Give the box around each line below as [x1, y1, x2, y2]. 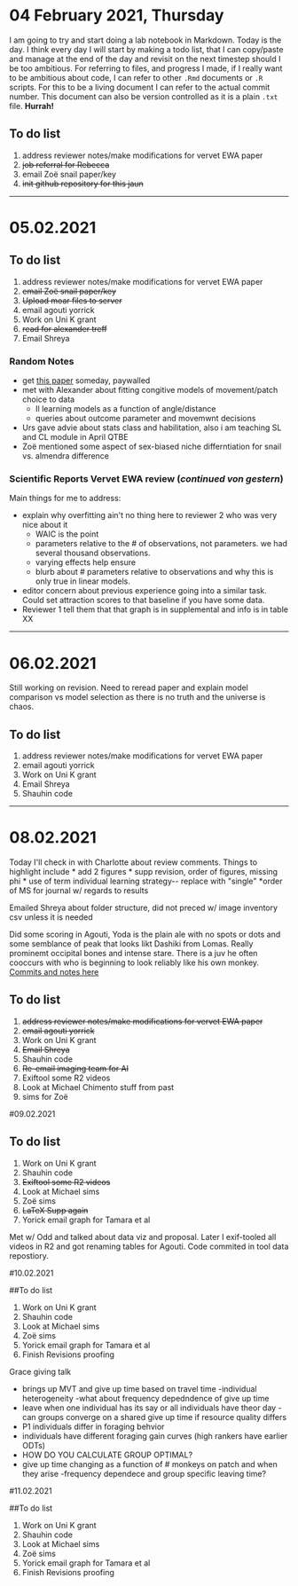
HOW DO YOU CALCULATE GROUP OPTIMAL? [21, 1449, 193, 1460]
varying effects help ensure [35, 557, 136, 568]
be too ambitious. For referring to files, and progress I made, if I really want [9, 63, 283, 74]
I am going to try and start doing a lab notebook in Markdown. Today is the [9, 35, 282, 45]
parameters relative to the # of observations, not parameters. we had [35, 538, 288, 549]
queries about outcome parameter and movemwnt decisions [35, 413, 256, 424]
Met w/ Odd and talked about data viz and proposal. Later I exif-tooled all [9, 1231, 277, 1242]
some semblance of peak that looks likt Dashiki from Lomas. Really [9, 938, 254, 949]
